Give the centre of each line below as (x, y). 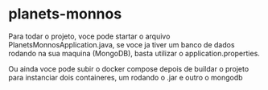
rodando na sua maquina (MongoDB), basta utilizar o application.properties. (134, 53)
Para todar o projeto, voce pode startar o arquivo (89, 36)
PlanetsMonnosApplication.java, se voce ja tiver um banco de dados (122, 44)
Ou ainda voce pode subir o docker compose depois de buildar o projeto (129, 68)
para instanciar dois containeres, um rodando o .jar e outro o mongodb (126, 77)
